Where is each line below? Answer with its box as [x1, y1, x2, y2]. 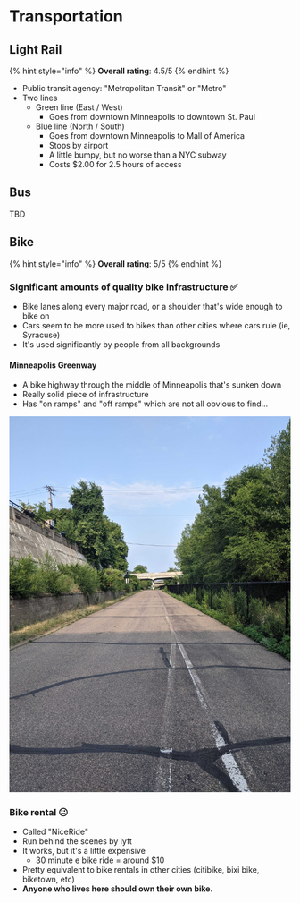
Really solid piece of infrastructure [21, 389, 149, 400]
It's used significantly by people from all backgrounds [21, 338, 221, 350]
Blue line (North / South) [35, 121, 125, 132]
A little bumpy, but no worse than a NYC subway [48, 149, 227, 160]
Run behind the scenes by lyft [21, 836, 132, 847]
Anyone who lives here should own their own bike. [21, 883, 213, 894]
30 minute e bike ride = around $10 [35, 855, 165, 865]
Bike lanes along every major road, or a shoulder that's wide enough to [21, 301, 283, 311]
